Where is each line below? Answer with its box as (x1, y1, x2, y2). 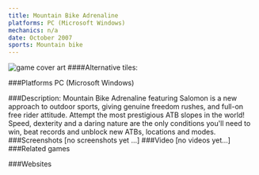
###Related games (8, 144, 70, 154)
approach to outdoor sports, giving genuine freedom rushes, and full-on (8, 102, 244, 112)
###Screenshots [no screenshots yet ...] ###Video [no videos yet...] (8, 135, 231, 145)
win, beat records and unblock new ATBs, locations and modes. (8, 127, 216, 137)
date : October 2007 (8, 33, 73, 42)
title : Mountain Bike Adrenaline (8, 11, 119, 20)
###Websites (8, 159, 52, 169)
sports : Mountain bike (8, 41, 83, 49)
